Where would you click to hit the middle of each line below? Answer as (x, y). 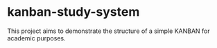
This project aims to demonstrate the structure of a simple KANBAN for (108, 31)
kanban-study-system (73, 12)
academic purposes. (36, 38)
